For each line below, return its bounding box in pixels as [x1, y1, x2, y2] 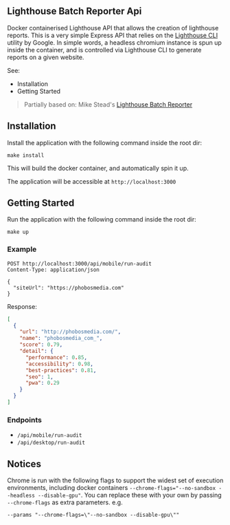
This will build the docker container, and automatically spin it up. [7, 164, 189, 172]
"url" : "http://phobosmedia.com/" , [19, 328, 122, 336]
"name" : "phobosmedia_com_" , [19, 335, 103, 342]
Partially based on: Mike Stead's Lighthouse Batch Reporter [23, 100, 193, 109]
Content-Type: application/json [7, 266, 100, 273]
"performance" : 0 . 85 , [25, 354, 88, 361]
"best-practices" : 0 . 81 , [25, 367, 97, 374]
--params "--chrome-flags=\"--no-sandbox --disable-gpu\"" [7, 512, 180, 519]
